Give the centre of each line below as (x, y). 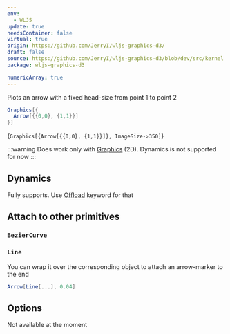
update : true (26, 26)
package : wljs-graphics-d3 (46, 65)
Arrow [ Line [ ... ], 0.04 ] (41, 287)
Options (25, 308)
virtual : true (28, 39)
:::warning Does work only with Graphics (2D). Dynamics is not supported (112, 149)
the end (18, 274)
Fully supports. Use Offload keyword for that (70, 195)
